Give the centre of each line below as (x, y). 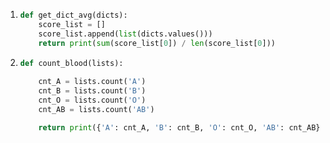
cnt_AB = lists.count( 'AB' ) (96, 109)
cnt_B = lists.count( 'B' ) (92, 91)
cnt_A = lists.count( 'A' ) (92, 82)
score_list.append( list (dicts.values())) (125, 34)
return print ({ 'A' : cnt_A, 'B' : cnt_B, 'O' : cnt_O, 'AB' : (161, 127)
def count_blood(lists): (71, 63)
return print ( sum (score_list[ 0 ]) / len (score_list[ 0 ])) (157, 43)
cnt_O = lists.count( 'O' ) (92, 100)
